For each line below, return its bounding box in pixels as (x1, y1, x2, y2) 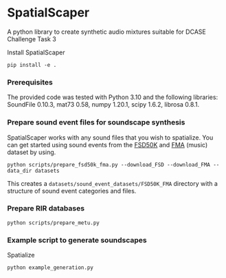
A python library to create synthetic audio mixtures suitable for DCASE (7, 28, 206, 36)
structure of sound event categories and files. (7, 186, 137, 195)
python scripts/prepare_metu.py (7, 219, 100, 226)
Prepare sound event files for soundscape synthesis (7, 118, 185, 127)
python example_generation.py (7, 264, 94, 271)
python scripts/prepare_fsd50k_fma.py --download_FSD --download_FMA (7, 161, 211, 168)
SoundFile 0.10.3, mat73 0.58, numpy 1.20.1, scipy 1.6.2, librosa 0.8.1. (7, 100, 200, 109)
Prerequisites (7, 77, 53, 87)
